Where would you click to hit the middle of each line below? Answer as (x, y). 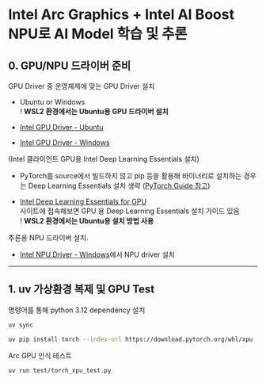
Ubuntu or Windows (52, 102)
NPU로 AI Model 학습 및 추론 (98, 34)
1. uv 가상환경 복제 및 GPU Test (82, 290)
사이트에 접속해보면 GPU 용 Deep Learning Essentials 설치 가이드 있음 (129, 211)
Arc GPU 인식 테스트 (40, 355)
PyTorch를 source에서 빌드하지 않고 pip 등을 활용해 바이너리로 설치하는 (131, 176)
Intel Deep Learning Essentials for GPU (83, 201)
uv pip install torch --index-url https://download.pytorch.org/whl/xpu (131, 339)
